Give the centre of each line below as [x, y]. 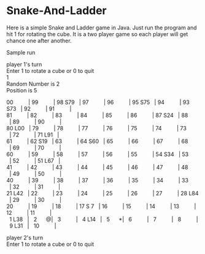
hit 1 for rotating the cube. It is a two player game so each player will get [97, 34]
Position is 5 [22, 90]
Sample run [21, 52]
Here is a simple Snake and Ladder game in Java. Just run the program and [102, 28]
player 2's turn [25, 237]
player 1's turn [24, 64]
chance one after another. [39, 40]
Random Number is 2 [33, 84]
